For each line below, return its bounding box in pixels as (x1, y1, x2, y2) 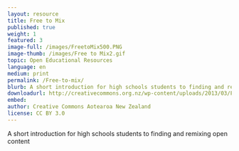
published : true (7, 24, 55, 31)
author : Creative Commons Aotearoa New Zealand (7, 103, 152, 110)
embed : (7, 97, 27, 104)
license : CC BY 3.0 (7, 110, 65, 117)
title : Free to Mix (7, 17, 65, 24)
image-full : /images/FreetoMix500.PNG (7, 43, 122, 51)
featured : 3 (7, 37, 43, 44)
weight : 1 (7, 30, 37, 38)
